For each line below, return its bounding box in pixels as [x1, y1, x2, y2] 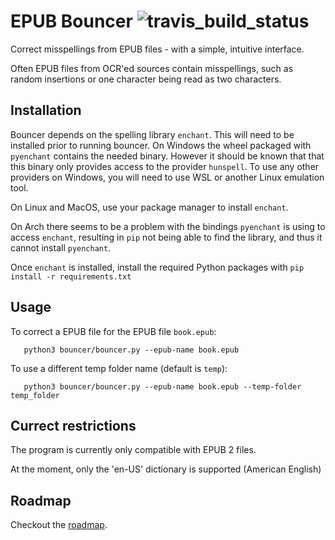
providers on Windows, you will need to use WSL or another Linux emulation [10, 171, 325, 183]
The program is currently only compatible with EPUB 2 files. [10, 444, 257, 456]
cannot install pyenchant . [10, 241, 112, 254]
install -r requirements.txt [10, 271, 132, 282]
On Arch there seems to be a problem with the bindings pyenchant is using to [10, 220, 326, 232]
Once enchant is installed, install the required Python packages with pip [10, 261, 305, 273]
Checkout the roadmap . [10, 519, 108, 531]
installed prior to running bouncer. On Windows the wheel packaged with [10, 139, 312, 151]
